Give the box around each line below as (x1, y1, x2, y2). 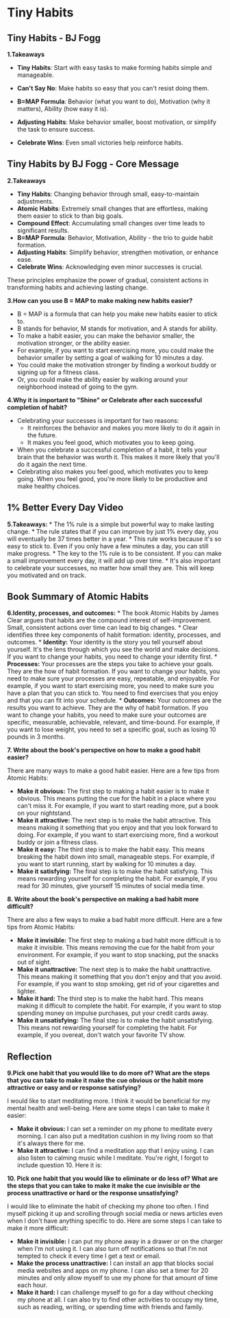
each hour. (16, 1281, 48, 1289)
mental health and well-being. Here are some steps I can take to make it (7, 1104, 210, 1112)
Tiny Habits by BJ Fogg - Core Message (7, 158, 179, 170)
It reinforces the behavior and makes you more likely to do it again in (27, 424, 220, 432)
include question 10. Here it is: (16, 1161, 103, 1169)
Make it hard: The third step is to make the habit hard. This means (16, 994, 204, 1003)
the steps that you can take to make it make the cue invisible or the (7, 1182, 201, 1190)
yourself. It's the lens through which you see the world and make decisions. (7, 646, 220, 654)
